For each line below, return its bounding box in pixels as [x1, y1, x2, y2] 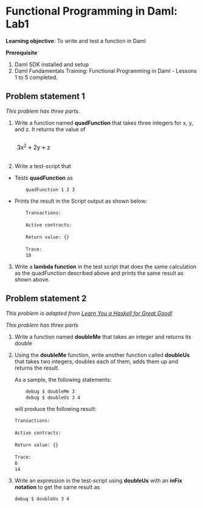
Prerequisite [5, 49, 38, 56]
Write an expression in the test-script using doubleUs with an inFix [14, 476, 183, 484]
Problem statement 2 [5, 293, 87, 304]
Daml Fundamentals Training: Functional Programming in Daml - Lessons [14, 67, 197, 74]
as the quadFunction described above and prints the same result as [14, 269, 184, 277]
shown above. [14, 276, 50, 283]
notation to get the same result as [14, 483, 100, 490]
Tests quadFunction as [14, 174, 74, 181]
